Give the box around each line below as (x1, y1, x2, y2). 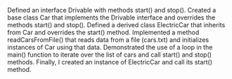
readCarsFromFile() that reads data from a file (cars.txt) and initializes (7, 36, 210, 44)
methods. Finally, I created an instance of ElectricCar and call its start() (7, 58, 213, 66)
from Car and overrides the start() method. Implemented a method (7, 28, 200, 36)
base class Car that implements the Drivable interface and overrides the (7, 13, 216, 22)
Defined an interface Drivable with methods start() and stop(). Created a (7, 6, 217, 14)
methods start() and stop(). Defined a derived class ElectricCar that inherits (7, 21, 226, 29)
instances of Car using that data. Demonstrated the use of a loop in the (7, 43, 213, 51)
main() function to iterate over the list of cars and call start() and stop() (7, 50, 212, 59)
